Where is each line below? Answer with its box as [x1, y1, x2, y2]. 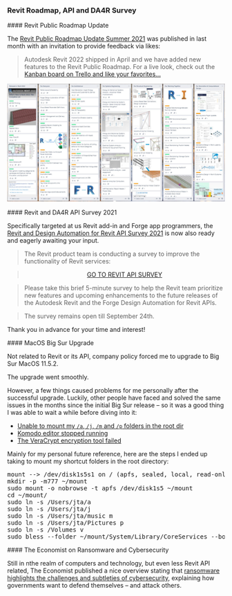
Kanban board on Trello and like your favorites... [23, 70, 161, 78]
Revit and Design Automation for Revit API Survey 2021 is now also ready [7, 229, 215, 237]
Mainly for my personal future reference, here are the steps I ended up [7, 449, 208, 458]
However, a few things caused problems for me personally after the [7, 386, 199, 394]
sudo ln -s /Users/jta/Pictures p [7, 519, 124, 527]
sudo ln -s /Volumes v [7, 525, 84, 534]
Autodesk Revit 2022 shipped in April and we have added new [23, 55, 202, 64]
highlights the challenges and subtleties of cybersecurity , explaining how [7, 573, 215, 582]
